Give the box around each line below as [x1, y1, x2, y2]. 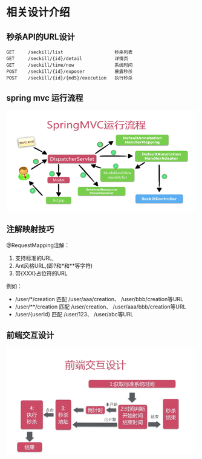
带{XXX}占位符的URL [15, 270, 68, 277]
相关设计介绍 [6, 5, 71, 19]
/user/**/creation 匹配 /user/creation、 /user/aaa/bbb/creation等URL [15, 303, 186, 310]
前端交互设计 [6, 330, 54, 341]
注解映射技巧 [6, 224, 54, 234]
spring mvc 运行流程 [6, 93, 83, 103]
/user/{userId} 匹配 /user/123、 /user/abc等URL [15, 310, 134, 318]
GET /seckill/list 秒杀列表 [6, 49, 133, 55]
